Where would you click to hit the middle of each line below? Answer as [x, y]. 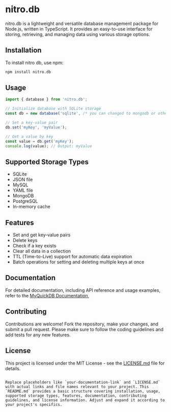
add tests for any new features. [38, 335]
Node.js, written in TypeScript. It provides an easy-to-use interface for [79, 29]
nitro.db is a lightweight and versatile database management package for [82, 23]
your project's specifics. [34, 404]
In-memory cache [32, 207]
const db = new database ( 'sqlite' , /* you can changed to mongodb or [81, 114]
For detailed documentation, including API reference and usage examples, [83, 290]
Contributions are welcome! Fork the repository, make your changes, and [82, 324]
